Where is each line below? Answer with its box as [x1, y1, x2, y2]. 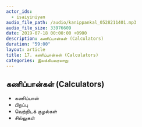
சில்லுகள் [14, 115, 35, 122]
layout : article [6, 47, 45, 53]
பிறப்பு [14, 101, 28, 108]
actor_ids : [6, 8, 33, 15]
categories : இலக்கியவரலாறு [6, 57, 69, 63]
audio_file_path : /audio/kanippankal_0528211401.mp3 [6, 19, 137, 25]
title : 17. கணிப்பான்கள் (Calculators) [6, 52, 99, 58]
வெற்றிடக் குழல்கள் [14, 108, 57, 115]
